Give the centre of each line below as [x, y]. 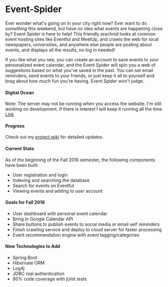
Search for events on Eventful [43, 185]
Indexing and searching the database [51, 180]
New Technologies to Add [33, 246]
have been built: [22, 165]
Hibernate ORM [28, 263]
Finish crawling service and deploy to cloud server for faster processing [87, 229]
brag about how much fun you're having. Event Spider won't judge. [75, 81]
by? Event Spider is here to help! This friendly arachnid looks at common [80, 34]
